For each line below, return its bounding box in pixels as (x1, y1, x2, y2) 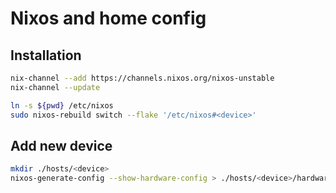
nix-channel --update (10, 82, 101, 92)
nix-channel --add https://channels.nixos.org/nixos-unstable (10, 73, 275, 83)
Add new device (10, 137, 113, 154)
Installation (10, 47, 82, 64)
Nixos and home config (10, 7, 207, 30)
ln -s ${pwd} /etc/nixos (10, 100, 114, 111)
